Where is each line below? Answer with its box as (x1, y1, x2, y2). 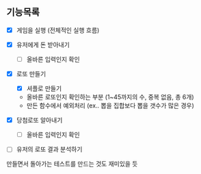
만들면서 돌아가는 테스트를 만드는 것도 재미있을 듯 (6, 160, 138, 168)
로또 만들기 (16, 70, 46, 77)
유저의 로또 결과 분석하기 (16, 145, 83, 153)
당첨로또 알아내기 (16, 116, 63, 125)
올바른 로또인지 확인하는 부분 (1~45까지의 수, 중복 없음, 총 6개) (26, 93, 194, 101)
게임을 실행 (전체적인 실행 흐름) (16, 26, 100, 34)
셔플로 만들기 (26, 84, 62, 92)
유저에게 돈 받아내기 (16, 40, 70, 49)
